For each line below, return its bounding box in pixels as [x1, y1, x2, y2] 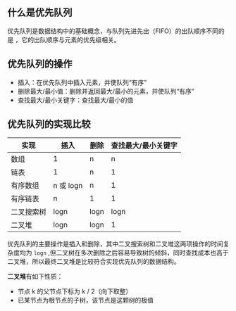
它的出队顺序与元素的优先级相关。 [20, 35, 120, 44]
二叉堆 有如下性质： [7, 272, 63, 281]
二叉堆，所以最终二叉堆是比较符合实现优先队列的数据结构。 [7, 258, 180, 266]
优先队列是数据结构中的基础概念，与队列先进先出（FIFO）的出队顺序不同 [7, 27, 218, 35]
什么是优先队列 [7, 6, 73, 19]
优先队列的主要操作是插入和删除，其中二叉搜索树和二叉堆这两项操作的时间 [7, 240, 223, 248]
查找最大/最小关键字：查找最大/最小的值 [17, 96, 134, 104]
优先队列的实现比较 [7, 118, 91, 130]
